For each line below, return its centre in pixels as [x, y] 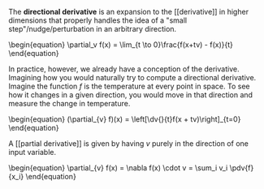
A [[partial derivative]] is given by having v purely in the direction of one [129, 144]
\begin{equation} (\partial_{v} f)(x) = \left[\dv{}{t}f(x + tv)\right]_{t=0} [125, 119]
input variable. [32, 152]
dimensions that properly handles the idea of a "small [98, 20]
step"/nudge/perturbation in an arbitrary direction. [93, 29]
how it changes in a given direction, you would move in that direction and [131, 95]
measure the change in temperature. [69, 103]
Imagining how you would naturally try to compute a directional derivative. [132, 77]
